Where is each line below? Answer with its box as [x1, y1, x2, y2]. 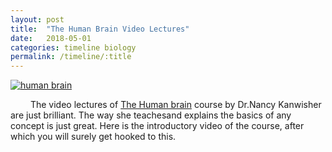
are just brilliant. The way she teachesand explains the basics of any [10, 109, 292, 121]
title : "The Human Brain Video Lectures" [10, 24, 190, 34]
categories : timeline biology [10, 42, 137, 53]
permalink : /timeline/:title [10, 52, 132, 62]
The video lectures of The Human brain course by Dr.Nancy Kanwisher [29, 99, 322, 111]
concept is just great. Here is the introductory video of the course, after [10, 120, 305, 132]
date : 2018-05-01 [10, 33, 92, 43]
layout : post [10, 14, 65, 25]
